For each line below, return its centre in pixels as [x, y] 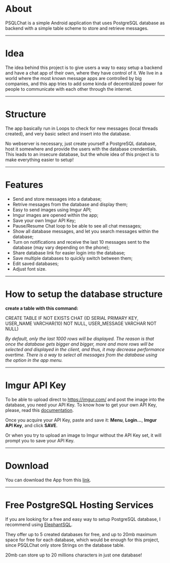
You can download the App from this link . [48, 480]
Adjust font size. [30, 269]
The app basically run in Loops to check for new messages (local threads [82, 128]
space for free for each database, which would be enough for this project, [82, 540]
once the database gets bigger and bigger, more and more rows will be [80, 344]
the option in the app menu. [34, 360]
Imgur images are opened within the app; [55, 215]
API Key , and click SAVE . [32, 425]
